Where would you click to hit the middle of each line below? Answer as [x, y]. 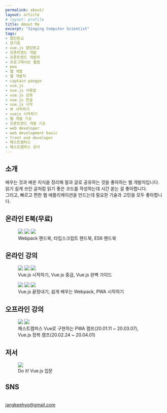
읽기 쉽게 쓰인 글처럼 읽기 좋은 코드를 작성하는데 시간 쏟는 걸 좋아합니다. [76, 188]
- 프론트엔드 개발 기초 [26, 123]
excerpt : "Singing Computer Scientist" [47, 29]
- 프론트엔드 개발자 [23, 57]
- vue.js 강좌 [19, 95]
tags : [11, 34]
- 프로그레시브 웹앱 [23, 62]
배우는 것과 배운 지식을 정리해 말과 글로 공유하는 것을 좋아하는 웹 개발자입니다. [82, 182]
